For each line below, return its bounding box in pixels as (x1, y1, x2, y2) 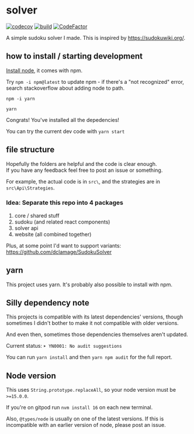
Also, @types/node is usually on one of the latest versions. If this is (6, 415, 164, 422)
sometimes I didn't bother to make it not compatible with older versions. (6, 320, 179, 327)
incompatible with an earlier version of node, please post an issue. (6, 422, 166, 429)
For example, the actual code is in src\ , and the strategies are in (6, 178, 161, 185)
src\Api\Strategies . (6, 184, 55, 191)
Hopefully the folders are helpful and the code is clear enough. (6, 160, 157, 167)
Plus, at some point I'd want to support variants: (6, 242, 122, 249)
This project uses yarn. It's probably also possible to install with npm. (6, 281, 173, 288)
